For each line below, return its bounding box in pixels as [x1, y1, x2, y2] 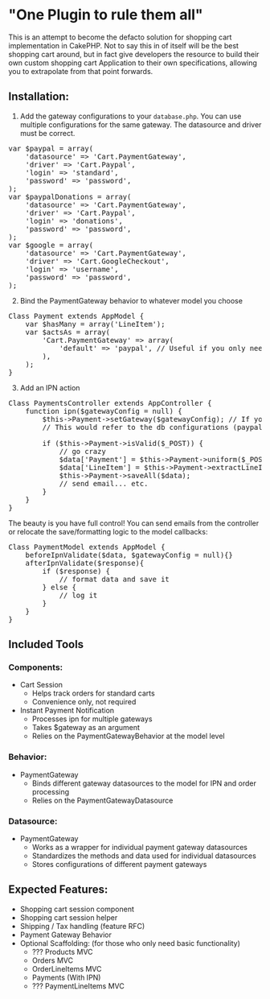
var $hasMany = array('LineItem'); [25, 320, 166, 328]
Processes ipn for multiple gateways [31, 714, 153, 724]
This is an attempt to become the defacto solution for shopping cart [8, 32, 232, 42]
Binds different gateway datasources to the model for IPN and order [31, 778, 257, 788]
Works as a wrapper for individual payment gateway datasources [31, 843, 247, 852]
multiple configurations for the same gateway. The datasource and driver [19, 119, 262, 130]
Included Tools [8, 638, 84, 651]
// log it [59, 590, 98, 600]
